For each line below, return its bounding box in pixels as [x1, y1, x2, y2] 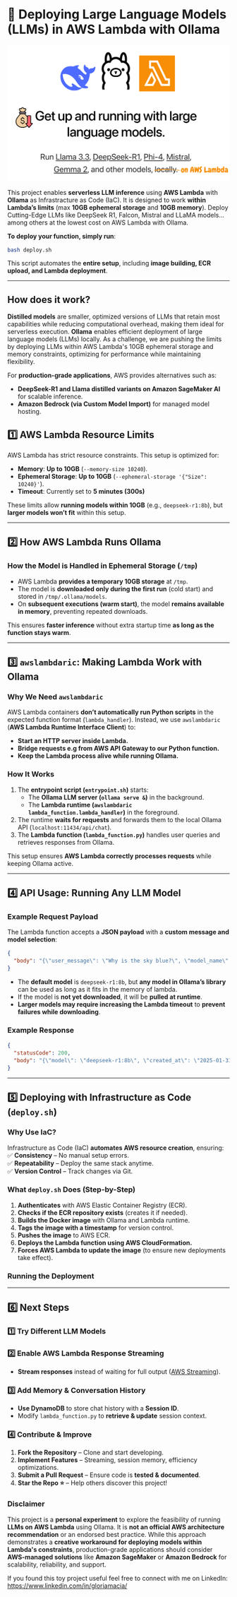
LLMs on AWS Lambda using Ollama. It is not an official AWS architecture [7, 1522, 225, 1531]
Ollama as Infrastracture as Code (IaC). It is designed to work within [7, 196, 207, 204]
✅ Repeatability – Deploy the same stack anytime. [7, 1158, 154, 1168]
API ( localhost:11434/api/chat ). [17, 823, 112, 831]
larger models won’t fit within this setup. [7, 509, 126, 517]
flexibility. [7, 357, 35, 366]
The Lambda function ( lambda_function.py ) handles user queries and [17, 830, 221, 839]
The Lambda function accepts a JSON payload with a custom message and [7, 928, 229, 937]
